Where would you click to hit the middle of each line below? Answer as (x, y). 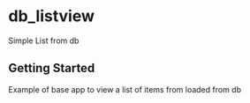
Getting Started (52, 68)
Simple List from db (44, 40)
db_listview (51, 16)
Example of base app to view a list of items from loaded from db (125, 89)
